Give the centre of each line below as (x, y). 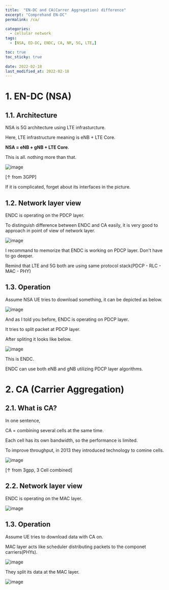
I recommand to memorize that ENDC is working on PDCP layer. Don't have (84, 250)
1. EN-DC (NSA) (38, 96)
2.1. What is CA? (31, 408)
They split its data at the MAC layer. (43, 572)
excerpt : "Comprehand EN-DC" (36, 15)
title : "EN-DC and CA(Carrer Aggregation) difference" (66, 10)
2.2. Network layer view (44, 486)
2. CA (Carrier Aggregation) (65, 390)
